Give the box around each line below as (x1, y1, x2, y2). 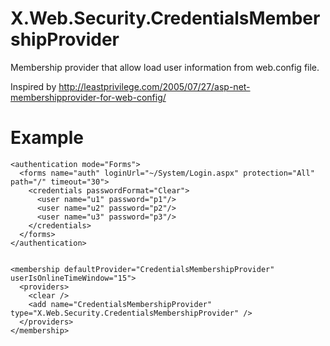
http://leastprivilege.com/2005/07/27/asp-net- (58, 80, 251, 92)
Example (10, 127, 84, 149)
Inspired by (10, 80, 57, 92)
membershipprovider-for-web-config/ (10, 91, 167, 103)
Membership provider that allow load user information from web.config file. (10, 61, 320, 73)
